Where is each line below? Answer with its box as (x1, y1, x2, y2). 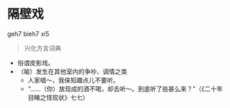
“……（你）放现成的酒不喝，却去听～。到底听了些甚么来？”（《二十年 (27, 84, 223, 93)
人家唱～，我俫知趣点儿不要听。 (27, 75, 120, 84)
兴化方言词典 (24, 44, 61, 52)
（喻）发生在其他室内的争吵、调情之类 (17, 67, 127, 75)
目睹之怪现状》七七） (27, 93, 89, 101)
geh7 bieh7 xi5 (7, 29, 50, 38)
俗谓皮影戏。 (17, 58, 54, 66)
